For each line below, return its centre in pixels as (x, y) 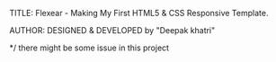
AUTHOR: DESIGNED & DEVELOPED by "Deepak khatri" (112, 30)
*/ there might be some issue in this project (89, 48)
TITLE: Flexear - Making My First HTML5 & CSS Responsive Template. (139, 13)
